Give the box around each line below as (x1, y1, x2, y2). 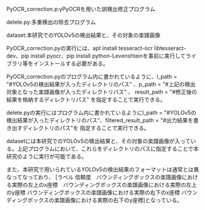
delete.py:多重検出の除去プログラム (6, 18, 96, 26)
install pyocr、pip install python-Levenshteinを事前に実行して (30, 52, 186, 60)
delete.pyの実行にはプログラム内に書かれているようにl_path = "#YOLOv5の (6, 109, 196, 116)
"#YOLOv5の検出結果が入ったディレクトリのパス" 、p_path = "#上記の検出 (6, 80, 196, 88)
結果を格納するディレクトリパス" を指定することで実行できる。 (6, 96, 166, 103)
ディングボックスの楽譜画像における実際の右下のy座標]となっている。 (6, 196, 183, 204)
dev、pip (6, 52, 29, 60)
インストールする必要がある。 (33, 60, 109, 67)
